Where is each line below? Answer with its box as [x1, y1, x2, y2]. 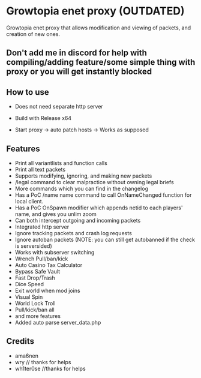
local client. [14, 197, 44, 205]
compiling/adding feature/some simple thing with [6, 57, 196, 67]
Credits [6, 336, 35, 346]
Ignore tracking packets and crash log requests [14, 229, 132, 236]
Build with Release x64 [14, 115, 72, 122]
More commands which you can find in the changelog [14, 185, 149, 192]
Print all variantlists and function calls [14, 159, 108, 166]
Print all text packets [14, 166, 66, 173]
